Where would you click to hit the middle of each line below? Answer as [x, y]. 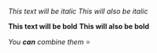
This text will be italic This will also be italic [78, 11]
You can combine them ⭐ [49, 42]
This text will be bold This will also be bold [79, 26]
